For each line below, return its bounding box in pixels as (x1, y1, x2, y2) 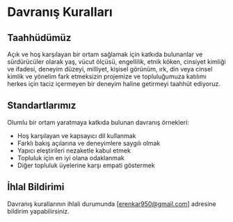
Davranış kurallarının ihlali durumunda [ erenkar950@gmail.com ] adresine (7, 199, 217, 208)
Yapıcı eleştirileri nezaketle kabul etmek (17, 146, 131, 155)
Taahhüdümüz (7, 32, 72, 44)
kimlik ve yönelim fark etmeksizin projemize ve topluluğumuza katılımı (7, 72, 207, 80)
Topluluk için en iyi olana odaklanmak (17, 153, 125, 162)
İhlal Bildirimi (7, 181, 65, 193)
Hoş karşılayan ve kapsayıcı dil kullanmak (17, 131, 136, 139)
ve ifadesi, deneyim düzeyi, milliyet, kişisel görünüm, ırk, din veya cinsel (7, 65, 213, 73)
